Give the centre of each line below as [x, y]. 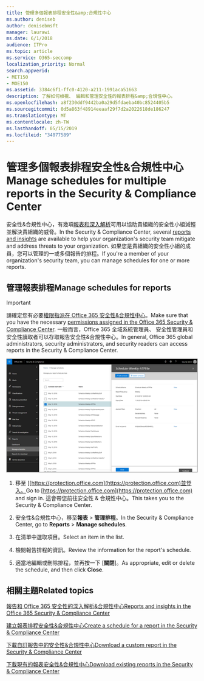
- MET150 [17, 77]
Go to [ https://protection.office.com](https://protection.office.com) [109, 491]
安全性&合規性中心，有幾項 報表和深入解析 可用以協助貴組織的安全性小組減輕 [101, 225]
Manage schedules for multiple [87, 181]
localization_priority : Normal [46, 64]
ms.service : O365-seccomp [39, 58]
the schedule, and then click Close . [59, 570]
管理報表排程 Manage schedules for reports [89, 288]
